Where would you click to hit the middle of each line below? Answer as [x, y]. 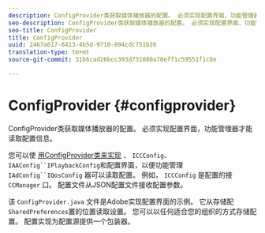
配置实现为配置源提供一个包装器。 [79, 221]
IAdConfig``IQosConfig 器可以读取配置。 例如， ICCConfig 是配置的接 [120, 175]
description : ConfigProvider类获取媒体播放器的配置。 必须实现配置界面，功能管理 [131, 15]
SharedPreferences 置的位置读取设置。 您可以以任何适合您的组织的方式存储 [129, 211]
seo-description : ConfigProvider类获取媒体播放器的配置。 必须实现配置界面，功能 [132, 23]
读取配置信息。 [32, 138]
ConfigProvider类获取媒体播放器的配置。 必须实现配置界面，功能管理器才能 [131, 128]
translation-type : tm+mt [49, 52]
